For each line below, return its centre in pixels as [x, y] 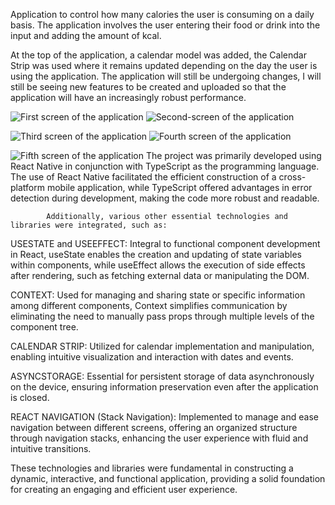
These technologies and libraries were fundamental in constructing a [152, 468]
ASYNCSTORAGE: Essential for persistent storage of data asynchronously [162, 376]
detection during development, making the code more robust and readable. [165, 198]
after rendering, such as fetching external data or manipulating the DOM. [160, 275]
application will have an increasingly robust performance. [128, 97]
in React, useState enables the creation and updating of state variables [156, 254]
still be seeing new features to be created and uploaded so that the [148, 87]
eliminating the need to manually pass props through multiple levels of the [162, 316]
